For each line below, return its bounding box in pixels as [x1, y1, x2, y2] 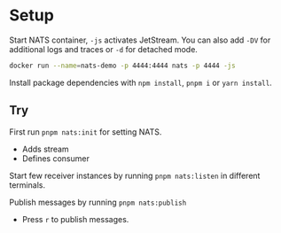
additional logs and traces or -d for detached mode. [9, 43, 198, 54]
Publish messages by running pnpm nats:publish [9, 197, 187, 207]
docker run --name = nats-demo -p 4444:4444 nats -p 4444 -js [9, 61, 237, 70]
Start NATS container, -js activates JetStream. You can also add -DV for [9, 35, 271, 45]
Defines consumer [21, 152, 90, 164]
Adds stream [21, 144, 69, 154]
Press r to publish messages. [21, 214, 129, 224]
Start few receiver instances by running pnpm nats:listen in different [9, 170, 261, 181]
